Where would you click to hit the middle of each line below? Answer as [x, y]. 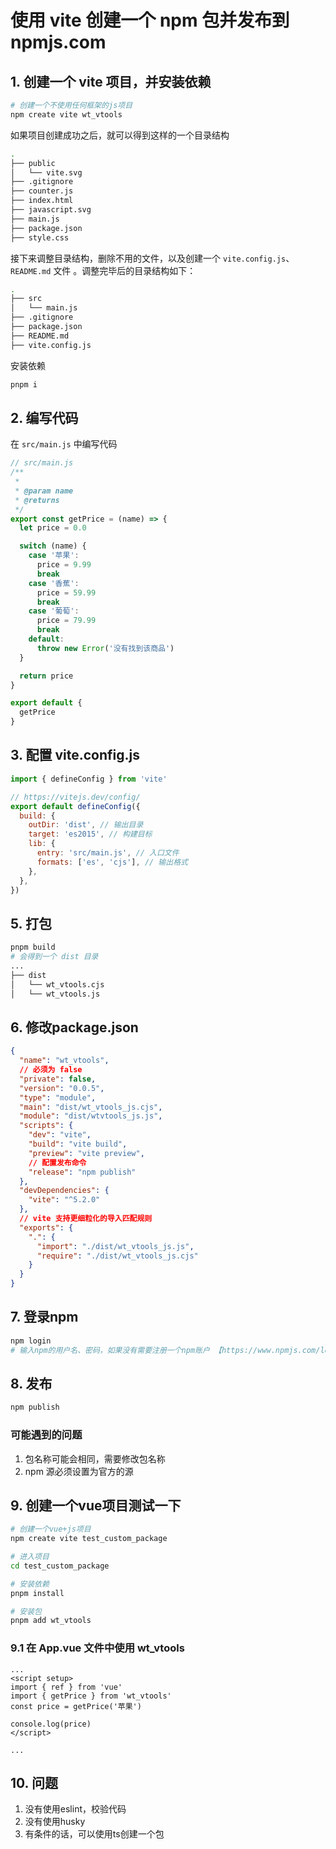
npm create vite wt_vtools [66, 114]
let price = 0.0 [53, 528]
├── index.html [42, 201]
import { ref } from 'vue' [66, 1687]
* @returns [37, 500]
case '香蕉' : [54, 583]
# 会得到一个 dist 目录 [54, 957]
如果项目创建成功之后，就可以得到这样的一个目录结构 [120, 135]
